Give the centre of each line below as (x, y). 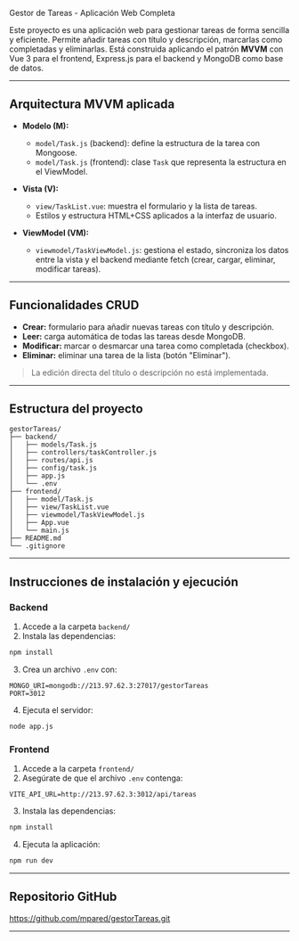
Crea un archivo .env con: (69, 669)
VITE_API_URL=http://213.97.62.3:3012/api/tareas (103, 795)
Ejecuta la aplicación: (61, 845)
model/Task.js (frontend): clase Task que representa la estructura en (161, 162)
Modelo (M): (45, 126)
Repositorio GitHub (63, 897)
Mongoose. (56, 152)
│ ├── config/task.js (53, 468)
